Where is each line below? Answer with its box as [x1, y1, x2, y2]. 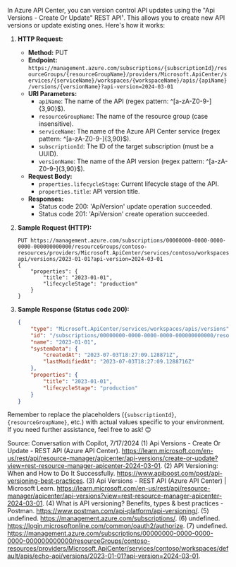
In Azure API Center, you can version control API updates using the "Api [7, 6, 215, 14]
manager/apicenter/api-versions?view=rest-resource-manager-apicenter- [7, 491, 223, 501]
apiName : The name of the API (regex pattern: [38, 97, 169, 105]
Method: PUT [27, 49, 68, 57]
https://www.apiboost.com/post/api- [116, 469, 223, 478]
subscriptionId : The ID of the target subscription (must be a [38, 142, 213, 151]
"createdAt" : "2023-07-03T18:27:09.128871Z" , [43, 351, 179, 359]
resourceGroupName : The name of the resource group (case [38, 112, 209, 120]
